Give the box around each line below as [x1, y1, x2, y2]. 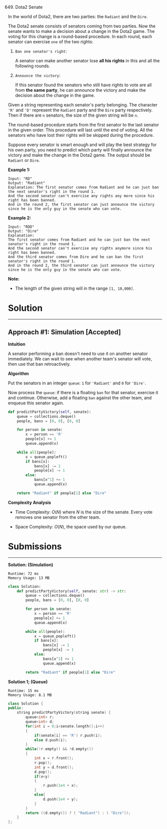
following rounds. [15, 63, 50, 69]
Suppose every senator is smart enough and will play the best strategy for [8, 142, 157, 148]
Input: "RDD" [8, 225, 35, 229]
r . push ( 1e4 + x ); [42, 783, 79, 788]
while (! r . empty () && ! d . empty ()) [25, 747, 94, 752]
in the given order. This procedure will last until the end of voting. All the [8, 127, 153, 133]
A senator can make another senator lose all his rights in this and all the [15, 58, 160, 63]
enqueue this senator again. [8, 400, 64, 406]
